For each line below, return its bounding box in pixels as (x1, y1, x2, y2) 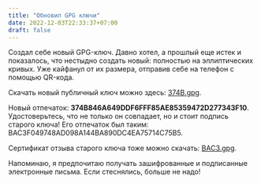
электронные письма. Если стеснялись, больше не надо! (8, 167, 201, 177)
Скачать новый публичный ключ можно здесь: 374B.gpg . (8, 88, 202, 98)
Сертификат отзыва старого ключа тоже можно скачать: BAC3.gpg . (8, 143, 237, 153)
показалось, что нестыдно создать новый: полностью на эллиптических (8, 56, 254, 65)
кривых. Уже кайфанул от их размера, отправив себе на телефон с (8, 64, 234, 74)
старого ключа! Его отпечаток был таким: (8, 120, 149, 130)
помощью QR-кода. (8, 72, 75, 83)
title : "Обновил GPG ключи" (8, 11, 101, 20)
